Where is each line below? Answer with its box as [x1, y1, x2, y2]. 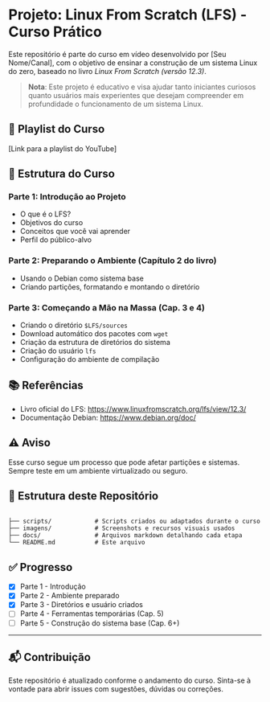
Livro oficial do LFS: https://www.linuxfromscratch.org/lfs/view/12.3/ [19, 404, 247, 413]
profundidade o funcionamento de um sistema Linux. [27, 99, 203, 109]
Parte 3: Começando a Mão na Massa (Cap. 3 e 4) [8, 302, 205, 313]
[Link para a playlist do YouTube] [8, 143, 117, 154]
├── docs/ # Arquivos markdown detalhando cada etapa [8, 532, 243, 540]
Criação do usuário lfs [19, 346, 96, 355]
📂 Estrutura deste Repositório [8, 489, 159, 503]
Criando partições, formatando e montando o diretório [19, 281, 200, 291]
